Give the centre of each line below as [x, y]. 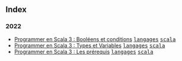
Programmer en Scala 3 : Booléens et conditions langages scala [95, 39]
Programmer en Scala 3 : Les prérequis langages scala [84, 52]
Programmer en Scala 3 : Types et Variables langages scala [90, 45]
